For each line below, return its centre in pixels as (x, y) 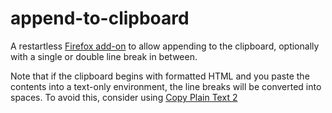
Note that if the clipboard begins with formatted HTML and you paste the (160, 76)
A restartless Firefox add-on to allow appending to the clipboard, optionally (165, 46)
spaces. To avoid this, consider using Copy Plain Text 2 (124, 97)
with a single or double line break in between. (104, 56)
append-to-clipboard (100, 18)
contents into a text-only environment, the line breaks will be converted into (166, 86)
